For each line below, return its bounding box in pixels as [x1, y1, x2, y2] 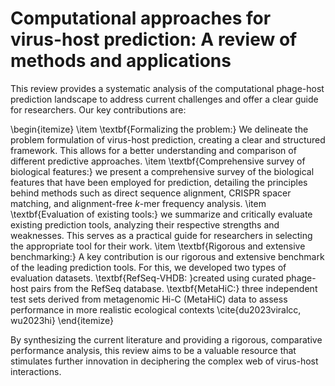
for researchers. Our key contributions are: [10, 103, 187, 116]
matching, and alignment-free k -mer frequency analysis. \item [10, 197, 267, 209]
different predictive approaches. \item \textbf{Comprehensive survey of [10, 155, 306, 167]
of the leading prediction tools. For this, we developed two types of [10, 261, 287, 273]
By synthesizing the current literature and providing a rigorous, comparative [10, 333, 323, 346]
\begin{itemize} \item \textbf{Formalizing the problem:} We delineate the [10, 123, 309, 135]
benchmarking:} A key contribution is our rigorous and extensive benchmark [10, 250, 325, 262]
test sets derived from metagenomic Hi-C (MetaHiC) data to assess [10, 293, 288, 305]
